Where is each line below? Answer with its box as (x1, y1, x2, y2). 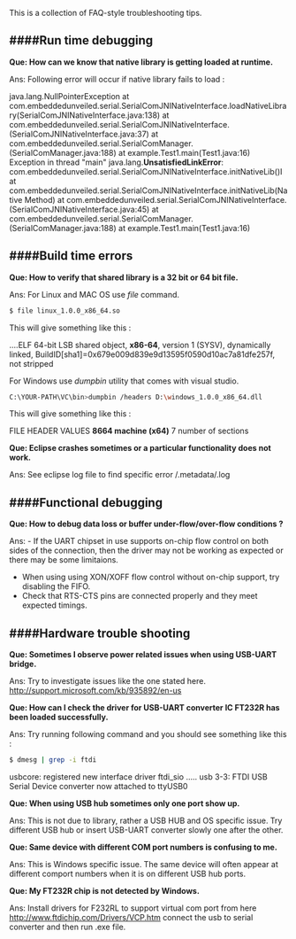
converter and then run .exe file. (9, 921, 126, 932)
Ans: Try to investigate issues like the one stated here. (9, 676, 206, 686)
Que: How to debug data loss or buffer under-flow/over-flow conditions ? (9, 518, 284, 530)
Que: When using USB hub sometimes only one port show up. (9, 797, 240, 809)
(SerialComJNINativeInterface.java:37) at (9, 128, 159, 139)
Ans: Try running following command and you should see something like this (9, 729, 287, 739)
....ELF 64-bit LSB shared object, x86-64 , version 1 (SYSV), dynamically (9, 339, 271, 350)
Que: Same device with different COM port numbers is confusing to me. (9, 842, 278, 852)
